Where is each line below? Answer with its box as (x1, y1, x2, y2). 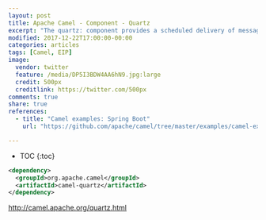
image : (8, 56, 30, 64)
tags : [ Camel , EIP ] (8, 48, 73, 56)
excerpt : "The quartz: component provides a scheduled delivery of (8, 26, 236, 34)
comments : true (8, 93, 59, 101)
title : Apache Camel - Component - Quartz (8, 19, 150, 27)
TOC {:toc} (19, 151, 55, 160)
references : (8, 108, 47, 116)
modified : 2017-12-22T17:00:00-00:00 (8, 33, 133, 42)
